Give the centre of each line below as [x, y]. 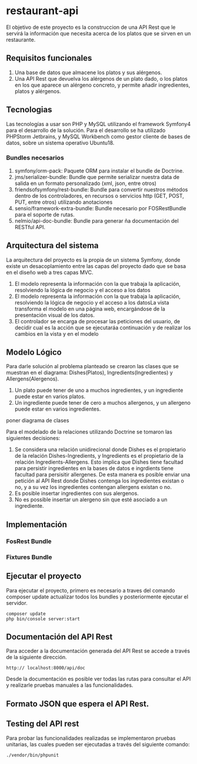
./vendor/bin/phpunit [33, 755]
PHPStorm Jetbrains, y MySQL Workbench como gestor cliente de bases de [98, 136]
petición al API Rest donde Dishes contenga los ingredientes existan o [99, 481]
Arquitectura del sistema [52, 246]
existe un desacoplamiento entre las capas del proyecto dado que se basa [96, 266]
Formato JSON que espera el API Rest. [78, 704]
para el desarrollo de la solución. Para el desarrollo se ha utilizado [86, 130]
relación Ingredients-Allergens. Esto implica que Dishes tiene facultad [99, 462]
